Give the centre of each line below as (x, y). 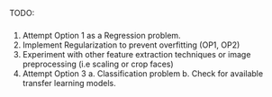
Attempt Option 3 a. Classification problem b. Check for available (143, 74)
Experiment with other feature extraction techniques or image (136, 55)
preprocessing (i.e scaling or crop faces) (98, 64)
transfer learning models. (69, 84)
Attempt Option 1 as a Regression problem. (102, 36)
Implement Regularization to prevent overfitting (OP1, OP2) (131, 45)
